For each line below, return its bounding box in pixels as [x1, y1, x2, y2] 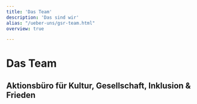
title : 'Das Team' [6, 8, 52, 15]
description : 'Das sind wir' [6, 14, 79, 20]
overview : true [6, 25, 44, 32]
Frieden [6, 90, 36, 100]
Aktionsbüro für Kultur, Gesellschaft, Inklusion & [6, 81, 191, 91]
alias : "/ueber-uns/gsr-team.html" [6, 20, 95, 26]
